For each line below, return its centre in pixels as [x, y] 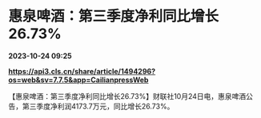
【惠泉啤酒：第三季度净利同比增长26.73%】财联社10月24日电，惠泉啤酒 [127, 96]
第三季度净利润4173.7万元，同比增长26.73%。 [98, 106]
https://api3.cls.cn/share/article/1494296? [82, 71]
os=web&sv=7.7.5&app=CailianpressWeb [78, 80]
